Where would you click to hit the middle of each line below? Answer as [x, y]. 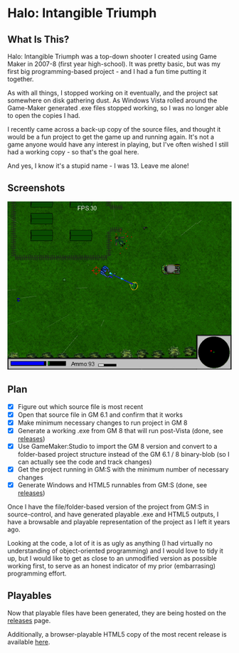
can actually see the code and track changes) [85, 462]
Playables [30, 596]
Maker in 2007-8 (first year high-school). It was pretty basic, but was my [114, 64]
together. [21, 79]
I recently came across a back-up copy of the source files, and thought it [114, 129]
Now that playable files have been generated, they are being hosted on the [117, 612]
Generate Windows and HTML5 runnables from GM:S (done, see [112, 485]
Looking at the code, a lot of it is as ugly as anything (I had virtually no [110, 543]
